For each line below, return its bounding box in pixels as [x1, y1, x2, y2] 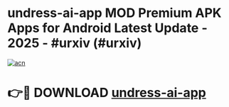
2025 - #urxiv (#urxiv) [7, 35, 142, 51]
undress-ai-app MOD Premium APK [7, 5, 222, 21]
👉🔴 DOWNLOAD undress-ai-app [7, 85, 206, 101]
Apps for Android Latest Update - [7, 20, 208, 36]
